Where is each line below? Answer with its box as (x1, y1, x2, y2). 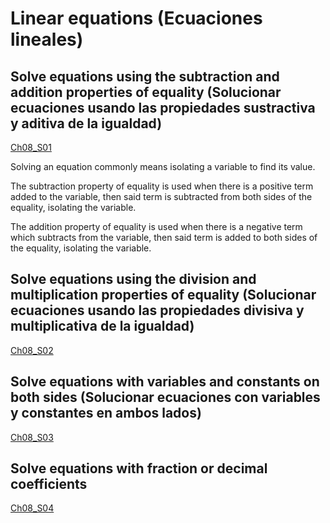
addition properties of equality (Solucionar (10, 83, 282, 101)
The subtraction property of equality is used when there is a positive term (10, 180, 314, 192)
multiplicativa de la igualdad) (10, 318, 195, 335)
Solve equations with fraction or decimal (10, 460, 268, 477)
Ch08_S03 (10, 431, 54, 443)
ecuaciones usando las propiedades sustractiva (10, 99, 316, 116)
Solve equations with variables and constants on (10, 373, 320, 391)
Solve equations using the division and (10, 271, 257, 288)
